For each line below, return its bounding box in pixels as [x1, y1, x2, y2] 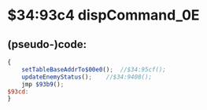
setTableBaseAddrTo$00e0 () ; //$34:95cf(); [21, 65, 167, 73]
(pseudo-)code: [7, 38, 87, 51]
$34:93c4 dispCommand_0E [7, 6, 200, 24]
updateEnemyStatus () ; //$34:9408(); [21, 73, 153, 81]
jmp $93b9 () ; [21, 80, 65, 88]
